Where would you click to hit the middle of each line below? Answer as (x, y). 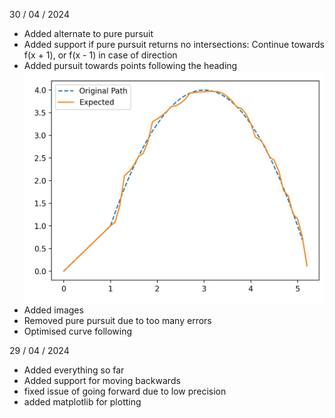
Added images (53, 310)
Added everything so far (74, 370)
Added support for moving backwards (102, 380)
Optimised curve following (78, 331)
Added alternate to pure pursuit (88, 33)
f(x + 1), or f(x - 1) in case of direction (100, 55)
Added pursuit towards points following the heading (130, 65)
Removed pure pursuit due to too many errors (117, 320)
